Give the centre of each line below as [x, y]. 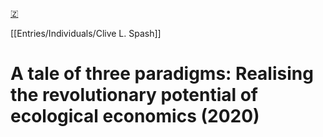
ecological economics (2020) [135, 116]
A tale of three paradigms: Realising [162, 74]
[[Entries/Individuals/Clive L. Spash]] [86, 33]
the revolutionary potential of [134, 95]
